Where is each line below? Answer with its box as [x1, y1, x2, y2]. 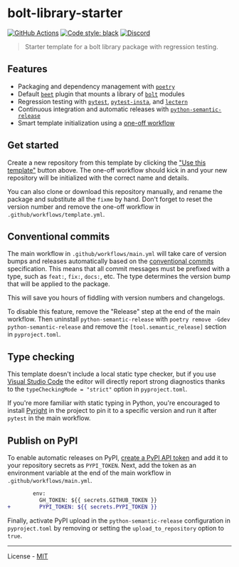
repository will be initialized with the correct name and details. [7, 173, 189, 182]
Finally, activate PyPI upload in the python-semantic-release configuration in [7, 516, 231, 525]
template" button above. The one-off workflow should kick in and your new [7, 165, 228, 174]
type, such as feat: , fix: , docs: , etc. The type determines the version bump [7, 272, 231, 281]
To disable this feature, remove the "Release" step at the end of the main [7, 307, 221, 316]
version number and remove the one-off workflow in [7, 202, 161, 211]
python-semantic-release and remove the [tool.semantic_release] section [7, 322, 227, 331]
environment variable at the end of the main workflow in [7, 469, 171, 477]
